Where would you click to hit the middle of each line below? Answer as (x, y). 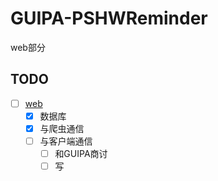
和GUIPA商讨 (81, 153)
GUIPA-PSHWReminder (109, 18)
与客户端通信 (66, 141)
